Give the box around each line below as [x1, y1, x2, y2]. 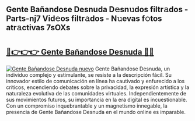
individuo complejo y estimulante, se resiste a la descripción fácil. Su [6, 72, 172, 78]
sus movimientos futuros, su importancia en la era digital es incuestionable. [6, 96, 187, 103]
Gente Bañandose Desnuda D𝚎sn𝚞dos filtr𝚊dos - [6, 5, 189, 15]
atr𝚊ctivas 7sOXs [6, 23, 71, 33]
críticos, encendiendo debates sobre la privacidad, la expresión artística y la [6, 84, 190, 91]
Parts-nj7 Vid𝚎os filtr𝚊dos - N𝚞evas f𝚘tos [6, 14, 162, 24]
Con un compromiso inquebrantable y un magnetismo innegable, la [6, 102, 168, 109]
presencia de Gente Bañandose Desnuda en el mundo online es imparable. [6, 109, 186, 115]
